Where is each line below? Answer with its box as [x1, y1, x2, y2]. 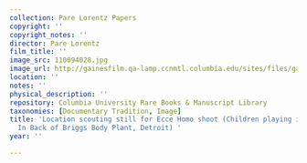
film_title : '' [9, 47, 68, 56]
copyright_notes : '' [9, 30, 89, 39]
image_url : [9, 65, 51, 74]
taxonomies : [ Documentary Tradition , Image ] [9, 107, 182, 116]
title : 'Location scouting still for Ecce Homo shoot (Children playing [9, 115, 292, 124]
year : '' [9, 132, 43, 141]
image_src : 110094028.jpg [9, 56, 108, 65]
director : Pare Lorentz [9, 38, 101, 48]
